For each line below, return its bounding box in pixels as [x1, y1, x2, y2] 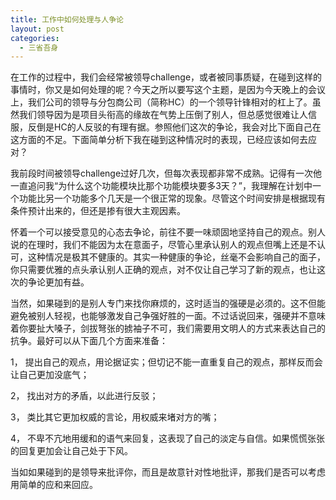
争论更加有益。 [27, 276, 90, 288]
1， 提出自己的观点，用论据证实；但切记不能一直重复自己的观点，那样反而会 [10, 356, 323, 368]
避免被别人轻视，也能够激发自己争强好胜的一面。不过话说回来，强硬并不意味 [10, 310, 326, 322]
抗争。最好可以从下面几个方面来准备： [10, 335, 168, 347]
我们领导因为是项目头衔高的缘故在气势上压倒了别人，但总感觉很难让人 [18, 109, 308, 121]
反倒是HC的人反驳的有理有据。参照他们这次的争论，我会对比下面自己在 [27, 121, 322, 133]
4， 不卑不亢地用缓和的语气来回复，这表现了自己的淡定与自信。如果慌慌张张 [10, 432, 325, 445]
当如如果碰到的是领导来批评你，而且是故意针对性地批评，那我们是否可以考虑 [10, 466, 326, 478]
